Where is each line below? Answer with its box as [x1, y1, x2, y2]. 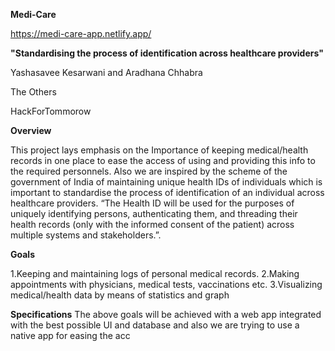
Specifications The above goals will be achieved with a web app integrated [10, 309, 322, 320]
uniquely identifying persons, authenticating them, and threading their [10, 208, 298, 219]
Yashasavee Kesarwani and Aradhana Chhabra [10, 67, 203, 78]
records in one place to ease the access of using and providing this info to [10, 155, 316, 166]
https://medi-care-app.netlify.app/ [10, 28, 152, 39]
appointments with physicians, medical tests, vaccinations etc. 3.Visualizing [10, 279, 323, 290]
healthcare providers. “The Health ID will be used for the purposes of [10, 197, 295, 209]
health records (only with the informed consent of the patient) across [10, 219, 295, 230]
